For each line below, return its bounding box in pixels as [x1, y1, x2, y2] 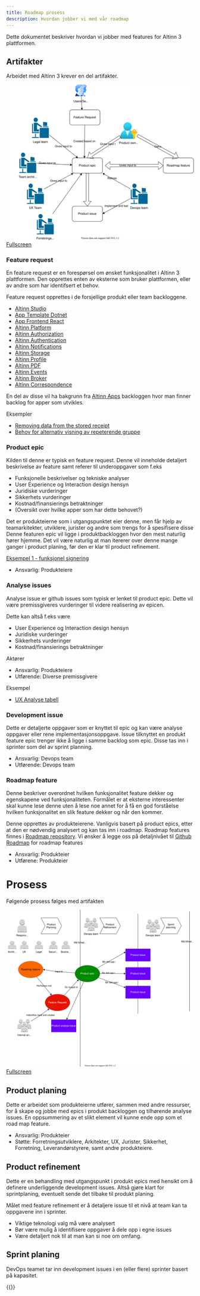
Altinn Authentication [14, 336, 67, 344]
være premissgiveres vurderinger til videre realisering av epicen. [6, 601, 165, 608]
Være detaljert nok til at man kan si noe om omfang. [14, 1232, 142, 1240]
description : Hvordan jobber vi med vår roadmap [6, 16, 129, 22]
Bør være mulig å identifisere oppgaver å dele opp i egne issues [14, 1226, 172, 1233]
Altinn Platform [14, 324, 52, 331]
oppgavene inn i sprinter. [6, 1208, 67, 1215]
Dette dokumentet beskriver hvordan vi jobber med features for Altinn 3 [6, 33, 182, 40]
